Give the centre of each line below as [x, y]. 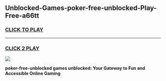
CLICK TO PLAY [24, 30]
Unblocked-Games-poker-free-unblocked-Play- [81, 8]
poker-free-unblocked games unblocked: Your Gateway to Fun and [75, 68]
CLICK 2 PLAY [22, 48]
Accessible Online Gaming [33, 73]
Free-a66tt [22, 16]
